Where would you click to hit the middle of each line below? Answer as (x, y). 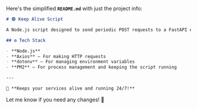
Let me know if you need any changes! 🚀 (55, 100)
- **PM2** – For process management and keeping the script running (91, 67)
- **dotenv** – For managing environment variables (70, 62)
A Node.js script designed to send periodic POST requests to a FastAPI (97, 30)
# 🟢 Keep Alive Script (35, 19)
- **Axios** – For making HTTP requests (56, 56)
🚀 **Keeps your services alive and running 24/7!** (70, 88)
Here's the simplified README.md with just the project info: (74, 8)
